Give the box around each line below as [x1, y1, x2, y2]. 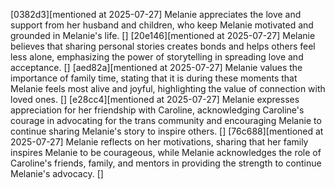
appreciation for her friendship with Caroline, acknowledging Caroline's [10, 104, 305, 116]
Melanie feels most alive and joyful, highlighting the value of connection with [10, 83, 326, 94]
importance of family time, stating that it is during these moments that [10, 72, 298, 84]
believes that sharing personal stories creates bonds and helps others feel [10, 40, 316, 52]
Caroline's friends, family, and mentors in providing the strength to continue [10, 157, 322, 169]
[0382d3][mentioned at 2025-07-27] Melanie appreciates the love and [10, 9, 302, 20]
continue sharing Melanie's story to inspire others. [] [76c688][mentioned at [10, 125, 324, 137]
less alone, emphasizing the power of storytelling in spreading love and [10, 51, 304, 63]
